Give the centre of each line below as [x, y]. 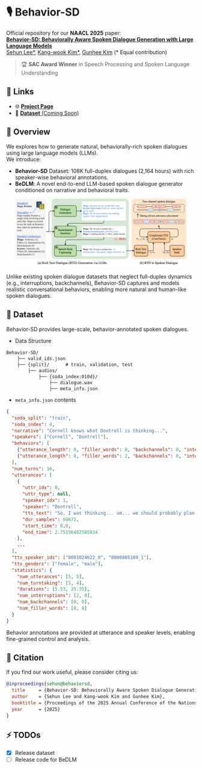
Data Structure [33, 340]
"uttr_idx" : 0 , [41, 488]
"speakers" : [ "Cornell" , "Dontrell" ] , [60, 437]
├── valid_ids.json [41, 358]
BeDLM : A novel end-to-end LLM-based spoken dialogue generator [99, 183]
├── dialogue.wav [71, 382]
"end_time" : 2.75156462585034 [60, 532]
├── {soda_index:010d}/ [68, 376]
